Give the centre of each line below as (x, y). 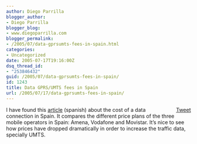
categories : (21, 50)
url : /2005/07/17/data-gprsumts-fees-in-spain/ (65, 93)
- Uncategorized (26, 55)
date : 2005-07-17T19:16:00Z (40, 60)
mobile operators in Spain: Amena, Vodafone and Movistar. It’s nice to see (95, 122)
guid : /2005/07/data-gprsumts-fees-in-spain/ (62, 77)
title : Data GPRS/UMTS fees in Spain (52, 88)
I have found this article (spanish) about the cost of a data (76, 109)
